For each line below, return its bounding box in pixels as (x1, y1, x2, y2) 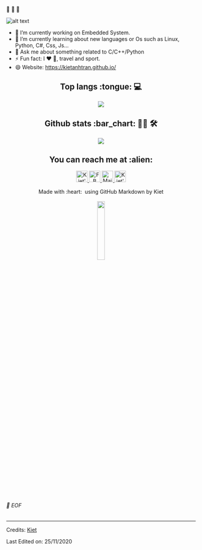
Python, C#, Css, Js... (14, 42, 69, 49)
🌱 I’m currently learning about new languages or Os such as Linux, (14, 36, 180, 42)
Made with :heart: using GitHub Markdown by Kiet (38, 188, 164, 196)
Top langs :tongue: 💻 (60, 82, 142, 92)
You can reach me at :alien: (49, 155, 153, 165)
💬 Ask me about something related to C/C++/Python (14, 48, 144, 55)
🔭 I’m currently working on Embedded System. (14, 29, 130, 36)
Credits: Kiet (6, 526, 37, 533)
